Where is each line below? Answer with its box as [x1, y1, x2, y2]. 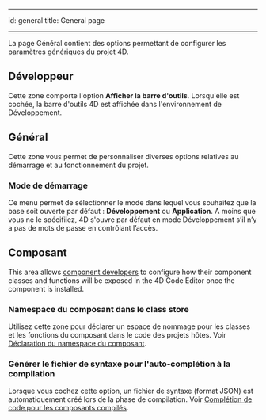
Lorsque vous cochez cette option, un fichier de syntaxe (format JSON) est [8, 386, 253, 396]
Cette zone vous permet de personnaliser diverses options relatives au [8, 151, 239, 161]
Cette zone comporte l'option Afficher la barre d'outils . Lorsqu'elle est [8, 90, 240, 100]
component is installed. [8, 284, 85, 293]
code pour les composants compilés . [8, 403, 129, 413]
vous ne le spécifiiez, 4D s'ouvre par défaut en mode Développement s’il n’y [8, 215, 257, 224]
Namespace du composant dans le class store [8, 304, 189, 315]
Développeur [8, 70, 74, 83]
